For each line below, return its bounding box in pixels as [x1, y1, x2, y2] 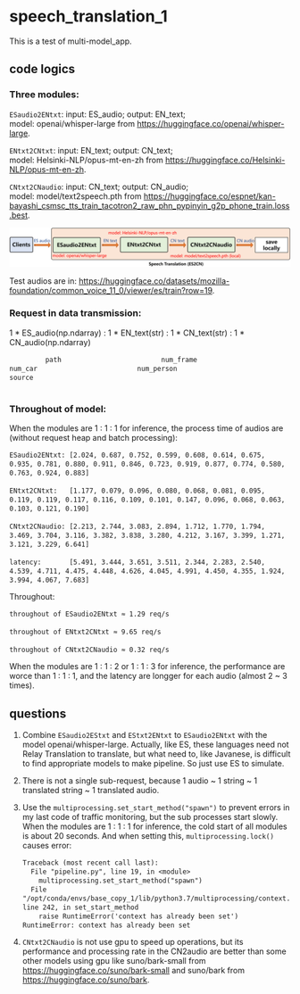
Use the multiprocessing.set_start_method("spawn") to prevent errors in [21, 801, 290, 813]
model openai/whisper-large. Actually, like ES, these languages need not [21, 739, 289, 750]
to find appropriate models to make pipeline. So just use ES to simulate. [21, 758, 285, 768]
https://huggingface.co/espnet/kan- [143, 190, 277, 202]
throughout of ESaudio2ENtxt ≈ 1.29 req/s [9, 609, 170, 619]
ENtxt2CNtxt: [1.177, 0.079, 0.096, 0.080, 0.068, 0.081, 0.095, [9, 486, 266, 496]
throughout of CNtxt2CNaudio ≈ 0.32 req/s [9, 645, 170, 655]
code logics [9, 62, 76, 77]
